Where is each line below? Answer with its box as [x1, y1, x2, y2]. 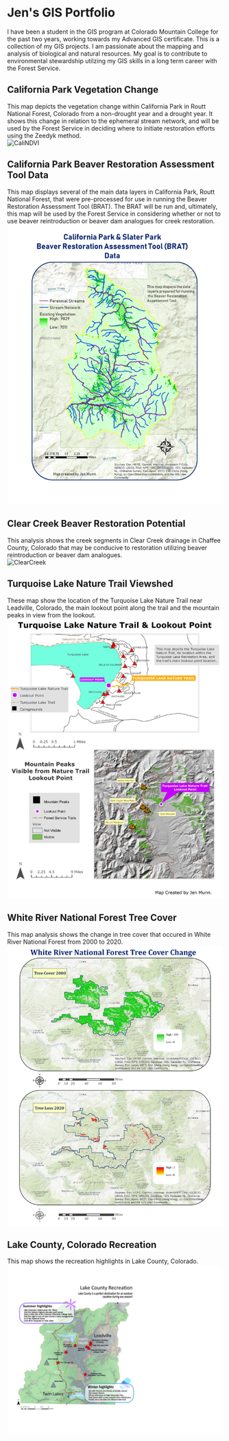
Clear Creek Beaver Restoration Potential [7, 518, 186, 530]
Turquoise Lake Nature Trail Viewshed [7, 578, 173, 590]
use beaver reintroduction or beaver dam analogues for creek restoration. [7, 216, 215, 225]
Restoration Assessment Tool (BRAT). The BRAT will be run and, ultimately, [7, 202, 218, 210]
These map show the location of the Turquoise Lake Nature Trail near [7, 596, 203, 604]
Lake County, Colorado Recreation [7, 1238, 157, 1251]
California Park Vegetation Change [7, 84, 159, 95]
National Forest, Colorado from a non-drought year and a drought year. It [7, 109, 213, 117]
